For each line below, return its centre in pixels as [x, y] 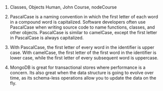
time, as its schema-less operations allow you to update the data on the [83, 78]
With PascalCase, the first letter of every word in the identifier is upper [82, 47]
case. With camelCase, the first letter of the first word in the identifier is [83, 52]
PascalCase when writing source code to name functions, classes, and [82, 27]
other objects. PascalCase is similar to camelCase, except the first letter [83, 32]
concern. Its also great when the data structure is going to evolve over [82, 73]
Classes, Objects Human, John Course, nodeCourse [63, 7]
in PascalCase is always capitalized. [47, 38]
